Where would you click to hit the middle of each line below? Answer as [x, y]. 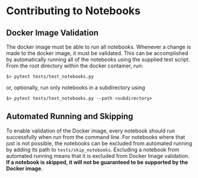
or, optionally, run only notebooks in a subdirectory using [76, 88]
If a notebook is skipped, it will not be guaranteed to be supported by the [97, 162]
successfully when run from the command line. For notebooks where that [96, 137]
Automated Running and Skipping [70, 116]
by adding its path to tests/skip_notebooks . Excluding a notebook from [93, 150]
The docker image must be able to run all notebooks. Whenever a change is [99, 47]
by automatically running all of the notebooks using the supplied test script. [98, 59]
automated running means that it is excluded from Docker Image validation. [98, 156]
